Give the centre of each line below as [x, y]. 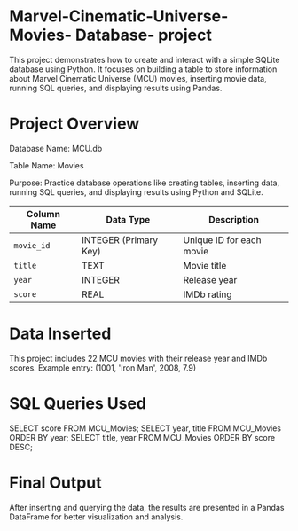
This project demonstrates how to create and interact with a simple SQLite [145, 59]
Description [234, 219]
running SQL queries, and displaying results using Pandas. [116, 88]
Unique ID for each [222, 239]
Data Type [128, 219]
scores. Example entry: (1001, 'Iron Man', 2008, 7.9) [103, 367]
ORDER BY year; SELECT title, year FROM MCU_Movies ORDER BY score [142, 437]
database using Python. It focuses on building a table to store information [143, 69]
